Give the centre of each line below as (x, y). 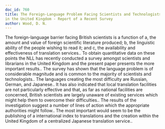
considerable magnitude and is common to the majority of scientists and (78, 74)
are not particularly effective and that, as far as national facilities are (74, 90)
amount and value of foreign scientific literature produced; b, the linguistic (80, 43)
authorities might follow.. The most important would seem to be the (73, 111)
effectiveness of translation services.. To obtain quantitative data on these (80, 53)
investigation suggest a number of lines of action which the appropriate (77, 105)
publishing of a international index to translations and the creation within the (82, 116)
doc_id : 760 (17, 10)
